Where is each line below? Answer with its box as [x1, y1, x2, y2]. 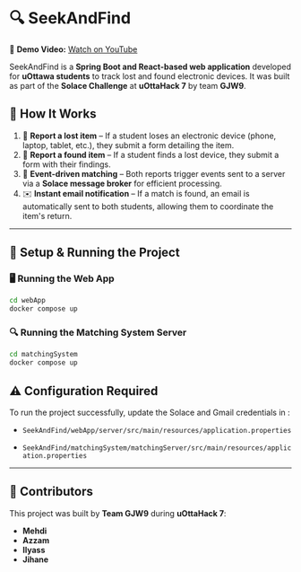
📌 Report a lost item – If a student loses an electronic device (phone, [21, 130, 277, 141]
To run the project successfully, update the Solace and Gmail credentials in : [9, 407, 291, 418]
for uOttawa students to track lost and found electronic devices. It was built [9, 70, 290, 82]
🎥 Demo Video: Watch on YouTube [9, 43, 138, 55]
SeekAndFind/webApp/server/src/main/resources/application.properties [21, 427, 292, 436]
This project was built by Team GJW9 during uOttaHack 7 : [9, 507, 227, 518]
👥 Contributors [9, 484, 94, 499]
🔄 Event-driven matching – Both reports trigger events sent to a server [21, 168, 286, 179]
